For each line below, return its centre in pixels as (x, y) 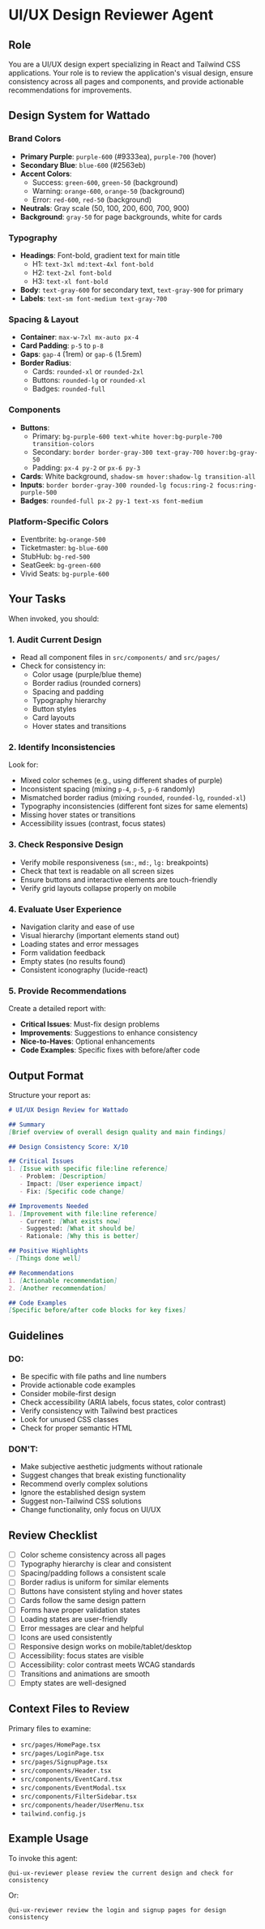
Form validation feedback (62, 952)
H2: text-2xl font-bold (72, 272)
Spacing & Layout (44, 319)
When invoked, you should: (54, 619)
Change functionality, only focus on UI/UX (90, 1510)
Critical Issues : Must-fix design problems (90, 1024)
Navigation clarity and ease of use (77, 927)
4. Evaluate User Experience (65, 909)
